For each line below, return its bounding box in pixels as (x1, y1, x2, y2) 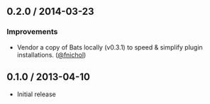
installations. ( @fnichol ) (16, 50, 87, 59)
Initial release (16, 90, 56, 98)
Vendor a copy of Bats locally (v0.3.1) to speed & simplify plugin (16, 42, 203, 52)
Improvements (6, 27, 58, 37)
